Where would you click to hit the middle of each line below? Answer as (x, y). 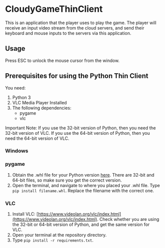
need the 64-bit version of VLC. (37, 138)
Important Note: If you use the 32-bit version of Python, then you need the (81, 128)
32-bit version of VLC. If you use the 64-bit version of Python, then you (78, 133)
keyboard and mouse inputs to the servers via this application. (68, 33)
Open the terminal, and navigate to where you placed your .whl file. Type (86, 185)
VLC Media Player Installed (40, 102)
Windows (17, 151)
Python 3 (21, 97)
